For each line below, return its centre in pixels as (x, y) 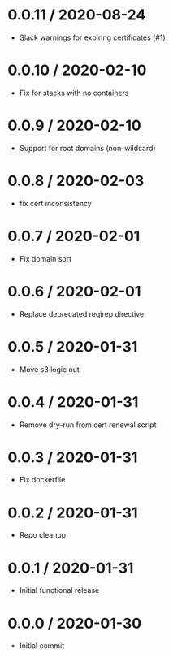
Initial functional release (59, 590)
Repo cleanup (43, 535)
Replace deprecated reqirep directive (82, 313)
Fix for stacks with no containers (74, 93)
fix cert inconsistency (56, 203)
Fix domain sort (45, 258)
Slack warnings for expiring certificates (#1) (92, 37)
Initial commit (42, 646)
